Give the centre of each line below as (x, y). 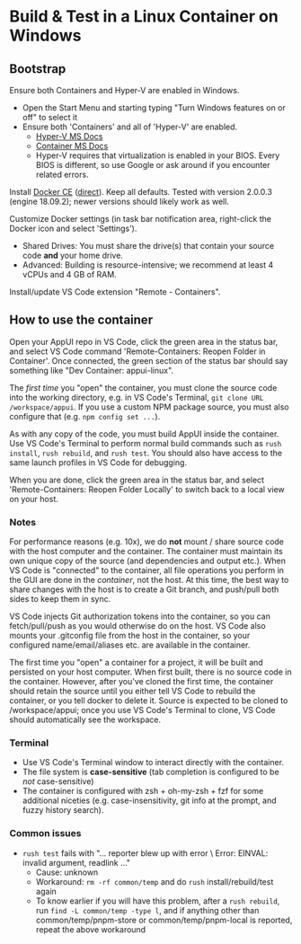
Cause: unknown (67, 872)
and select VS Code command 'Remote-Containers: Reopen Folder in (137, 351)
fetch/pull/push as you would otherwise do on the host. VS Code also (138, 626)
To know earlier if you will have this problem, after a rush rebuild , (158, 901)
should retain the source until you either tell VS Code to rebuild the (133, 691)
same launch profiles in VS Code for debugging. (98, 462)
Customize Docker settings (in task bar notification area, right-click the (141, 219)
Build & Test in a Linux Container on (144, 17)
